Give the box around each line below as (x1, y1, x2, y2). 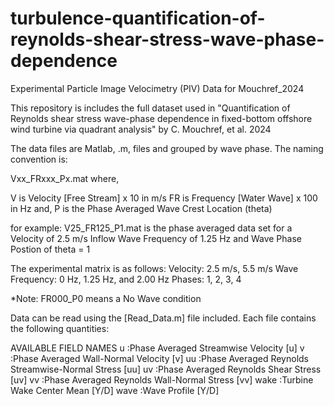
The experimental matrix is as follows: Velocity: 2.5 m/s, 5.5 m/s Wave (10, 262, 299, 274)
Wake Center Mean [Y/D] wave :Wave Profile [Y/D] (10, 384, 220, 396)
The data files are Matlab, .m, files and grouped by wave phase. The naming (10, 142, 324, 154)
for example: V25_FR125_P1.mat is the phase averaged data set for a (10, 222, 293, 234)
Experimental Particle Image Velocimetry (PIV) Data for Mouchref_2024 (10, 82, 305, 94)
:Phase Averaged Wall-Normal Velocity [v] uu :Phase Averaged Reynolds (10, 352, 310, 364)
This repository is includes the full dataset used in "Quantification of (10, 102, 291, 114)
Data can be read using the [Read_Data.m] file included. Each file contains (10, 312, 317, 324)
